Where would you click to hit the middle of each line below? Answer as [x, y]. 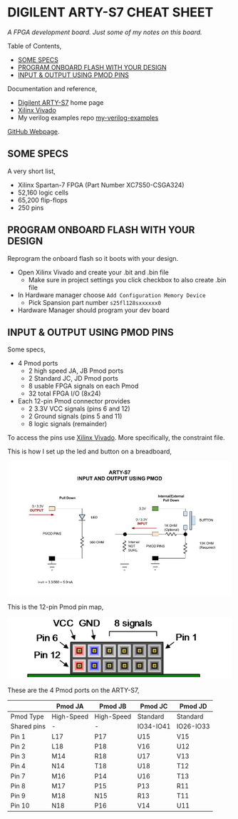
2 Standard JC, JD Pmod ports [73, 378]
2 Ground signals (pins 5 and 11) [75, 416]
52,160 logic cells [43, 192]
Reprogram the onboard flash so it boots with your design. [93, 258]
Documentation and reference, [52, 88]
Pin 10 [20, 805]
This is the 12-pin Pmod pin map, [56, 607]
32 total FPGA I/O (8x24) [64, 393]
